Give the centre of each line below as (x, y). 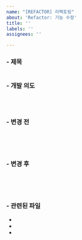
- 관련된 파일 (24, 206)
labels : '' (20, 29)
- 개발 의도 (20, 86)
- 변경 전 (18, 122)
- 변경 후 (18, 164)
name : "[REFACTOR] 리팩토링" (40, 12)
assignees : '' (24, 34)
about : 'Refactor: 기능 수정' (42, 18)
